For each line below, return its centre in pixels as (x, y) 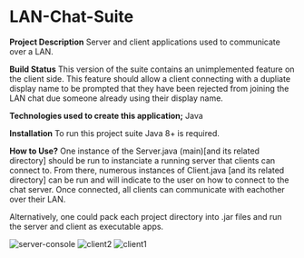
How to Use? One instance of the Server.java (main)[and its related (135, 151)
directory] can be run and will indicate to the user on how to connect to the (149, 180)
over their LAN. (38, 199)
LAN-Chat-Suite (72, 17)
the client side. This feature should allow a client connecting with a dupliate (150, 78)
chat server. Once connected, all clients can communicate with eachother (147, 189)
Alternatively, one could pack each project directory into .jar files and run (146, 216)
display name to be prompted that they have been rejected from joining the (149, 88)
